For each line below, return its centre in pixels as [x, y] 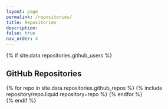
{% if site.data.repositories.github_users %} [59, 55]
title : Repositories [32, 22]
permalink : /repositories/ [39, 17]
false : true [21, 33]
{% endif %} [21, 100]
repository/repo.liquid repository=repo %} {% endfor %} [74, 94]
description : [22, 28]
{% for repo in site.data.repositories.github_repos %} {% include [84, 88]
